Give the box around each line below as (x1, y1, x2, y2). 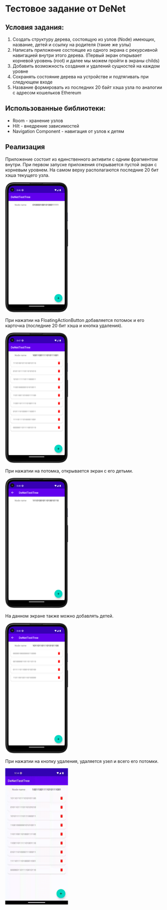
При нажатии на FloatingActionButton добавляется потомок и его (5, 317, 144, 323)
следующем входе (12, 79, 53, 85)
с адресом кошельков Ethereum (12, 90, 81, 95)
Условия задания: (5, 23, 64, 32)
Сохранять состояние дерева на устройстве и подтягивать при (12, 74, 149, 79)
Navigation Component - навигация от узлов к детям (12, 128, 124, 134)
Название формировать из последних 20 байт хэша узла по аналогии (12, 84, 162, 90)
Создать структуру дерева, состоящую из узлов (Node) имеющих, (12, 36, 155, 42)
